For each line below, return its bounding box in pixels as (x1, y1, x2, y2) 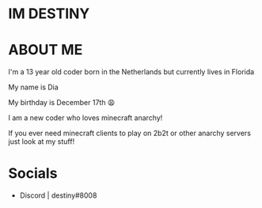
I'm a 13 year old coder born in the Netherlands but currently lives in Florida (8, 67, 255, 77)
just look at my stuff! (8, 137, 75, 146)
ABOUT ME (8, 41, 83, 59)
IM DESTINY (8, 5, 90, 23)
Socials (8, 165, 58, 183)
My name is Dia (8, 82, 59, 92)
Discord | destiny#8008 (19, 191, 97, 200)
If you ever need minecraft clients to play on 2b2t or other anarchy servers (8, 128, 252, 138)
